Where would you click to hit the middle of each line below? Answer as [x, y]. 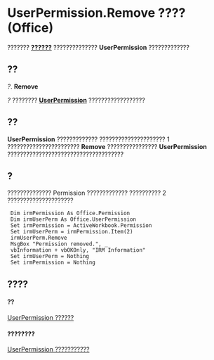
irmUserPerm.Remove [39, 238]
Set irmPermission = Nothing [53, 263]
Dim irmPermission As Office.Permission [70, 213]
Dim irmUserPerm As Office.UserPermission [73, 219]
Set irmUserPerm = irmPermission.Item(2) [72, 232]
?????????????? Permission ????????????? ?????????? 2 [87, 193]
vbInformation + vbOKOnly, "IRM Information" [78, 250]
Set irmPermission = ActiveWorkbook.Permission [81, 226]
